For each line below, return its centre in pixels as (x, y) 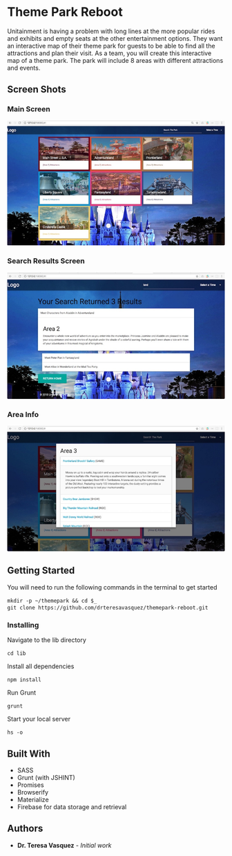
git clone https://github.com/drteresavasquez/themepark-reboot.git (108, 607)
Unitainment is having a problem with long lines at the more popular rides (111, 31)
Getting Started (41, 571)
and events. (24, 68)
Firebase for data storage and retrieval (72, 807)
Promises (30, 785)
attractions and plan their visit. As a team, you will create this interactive (109, 53)
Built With (29, 753)
